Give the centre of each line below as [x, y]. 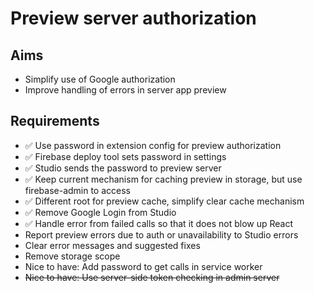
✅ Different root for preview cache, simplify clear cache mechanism [164, 201]
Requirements [55, 121]
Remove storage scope [72, 256]
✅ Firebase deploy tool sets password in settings [125, 156]
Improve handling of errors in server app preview [125, 90]
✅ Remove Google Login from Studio [100, 212]
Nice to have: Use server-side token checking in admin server [152, 277]
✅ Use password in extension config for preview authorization [153, 145]
